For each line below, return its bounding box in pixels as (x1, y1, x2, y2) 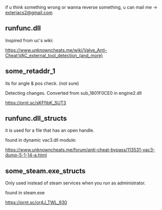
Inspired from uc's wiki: (5, 37, 54, 43)
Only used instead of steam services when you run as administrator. (5, 180, 146, 186)
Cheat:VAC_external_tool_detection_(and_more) (5, 52, 103, 58)
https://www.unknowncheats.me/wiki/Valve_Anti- (5, 47, 107, 53)
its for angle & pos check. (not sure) (5, 80, 79, 86)
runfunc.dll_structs (5, 114, 67, 123)
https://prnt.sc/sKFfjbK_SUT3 (5, 100, 66, 106)
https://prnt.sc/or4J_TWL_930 (5, 199, 68, 205)
